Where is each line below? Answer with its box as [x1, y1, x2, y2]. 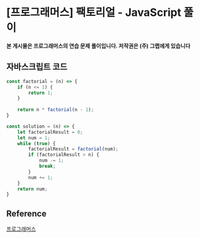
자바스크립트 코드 [6, 62, 68, 72]
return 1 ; [28, 90, 53, 96]
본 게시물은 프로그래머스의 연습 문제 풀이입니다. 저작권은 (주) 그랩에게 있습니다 [6, 42, 191, 49]
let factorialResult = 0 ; [17, 129, 84, 135]
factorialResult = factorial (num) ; [28, 146, 119, 153]
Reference [6, 208, 47, 218]
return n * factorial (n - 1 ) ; [17, 107, 95, 113]
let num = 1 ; [17, 135, 51, 141]
